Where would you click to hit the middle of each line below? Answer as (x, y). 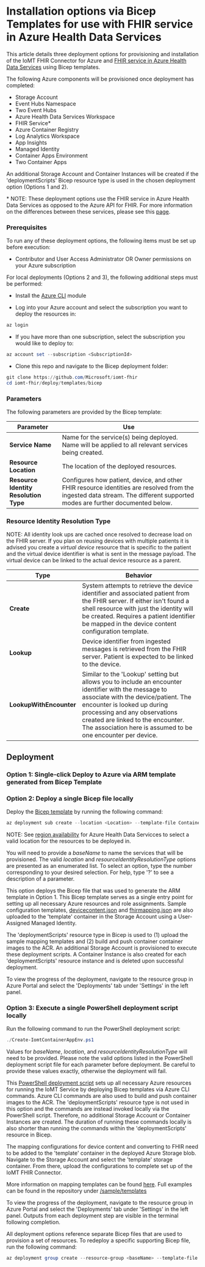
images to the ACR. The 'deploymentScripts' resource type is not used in (98, 1102)
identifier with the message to (125, 690)
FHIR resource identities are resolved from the (128, 488)
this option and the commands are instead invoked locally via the (88, 1108)
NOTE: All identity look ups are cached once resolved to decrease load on (99, 535)
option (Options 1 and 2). (37, 187)
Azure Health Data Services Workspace (65, 117)
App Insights (31, 142)
